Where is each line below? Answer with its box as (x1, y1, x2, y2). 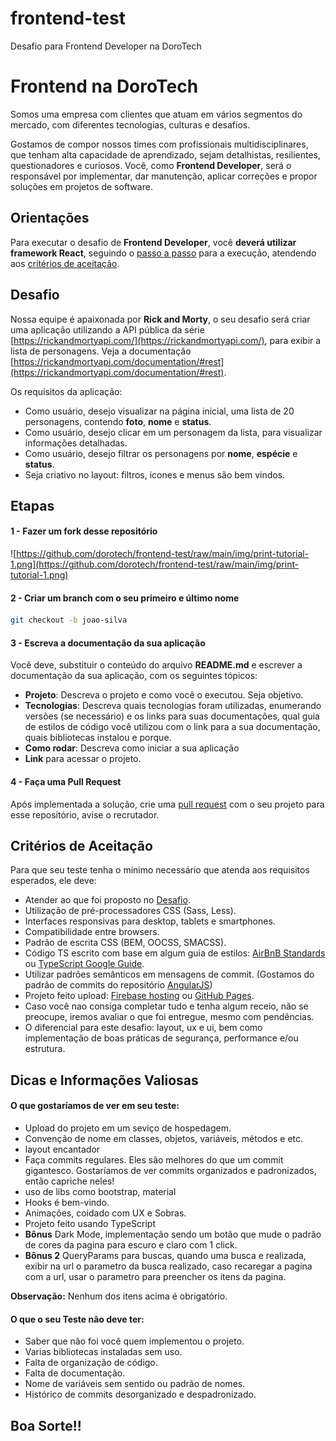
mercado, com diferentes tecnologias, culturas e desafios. (10, 118, 251, 131)
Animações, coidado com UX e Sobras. (24, 1207, 187, 1219)
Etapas (10, 497, 55, 514)
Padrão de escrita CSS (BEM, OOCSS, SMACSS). (24, 937, 227, 949)
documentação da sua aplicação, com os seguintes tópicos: (10, 670, 258, 682)
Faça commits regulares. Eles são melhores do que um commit (24, 1153, 284, 1166)
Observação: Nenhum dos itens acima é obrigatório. (10, 1290, 228, 1302)
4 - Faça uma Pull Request (10, 775, 122, 787)
